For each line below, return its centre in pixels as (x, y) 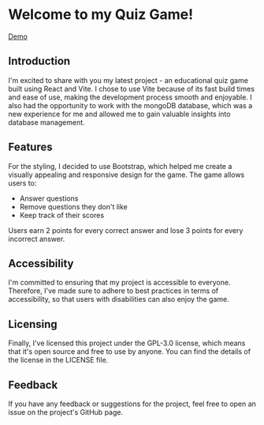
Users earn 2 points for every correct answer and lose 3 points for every (126, 230)
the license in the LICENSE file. (58, 360)
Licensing (33, 324)
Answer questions (49, 198)
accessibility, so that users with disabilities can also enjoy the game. (119, 299)
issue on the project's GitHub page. (66, 412)
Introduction (39, 61)
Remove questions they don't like (74, 206)
